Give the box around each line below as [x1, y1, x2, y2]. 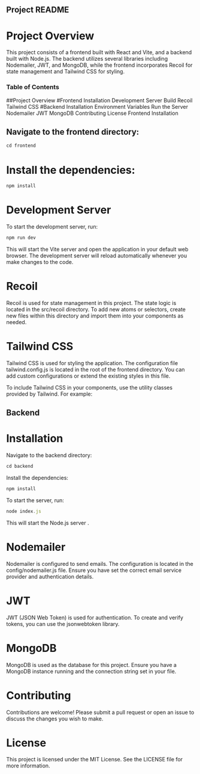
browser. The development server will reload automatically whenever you [6, 252, 187, 259]
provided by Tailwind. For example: [6, 390, 93, 398]
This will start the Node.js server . [6, 519, 89, 526]
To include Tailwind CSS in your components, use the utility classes [6, 384, 172, 391]
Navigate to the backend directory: [6, 452, 92, 459]
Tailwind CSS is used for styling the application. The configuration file [6, 359, 178, 366]
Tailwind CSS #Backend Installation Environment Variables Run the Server [6, 103, 189, 110]
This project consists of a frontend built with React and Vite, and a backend [6, 49, 192, 56]
